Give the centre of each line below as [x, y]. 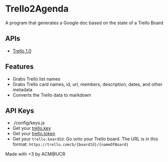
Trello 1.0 [22, 50]
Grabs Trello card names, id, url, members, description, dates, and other [88, 84]
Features [19, 67]
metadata [22, 89]
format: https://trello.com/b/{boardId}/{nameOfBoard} [70, 144]
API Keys [20, 111]
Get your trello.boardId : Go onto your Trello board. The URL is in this [85, 139]
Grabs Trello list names [36, 79]
